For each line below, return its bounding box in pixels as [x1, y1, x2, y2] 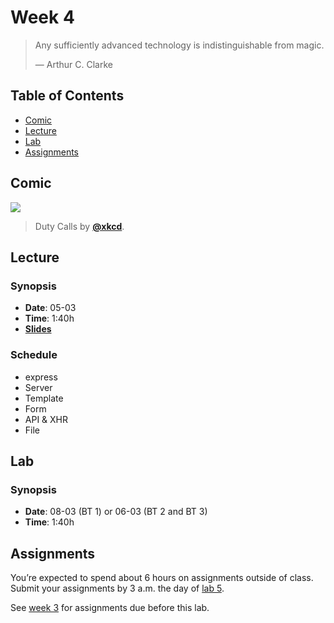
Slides [24, 323, 52, 335]
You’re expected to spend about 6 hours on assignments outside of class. [10, 572, 314, 584]
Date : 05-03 [24, 302, 77, 314]
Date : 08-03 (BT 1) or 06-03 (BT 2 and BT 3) [24, 506, 208, 518]
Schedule [10, 348, 58, 362]
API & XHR [24, 413, 69, 425]
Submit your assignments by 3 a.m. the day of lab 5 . [10, 582, 225, 595]
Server [24, 381, 53, 393]
